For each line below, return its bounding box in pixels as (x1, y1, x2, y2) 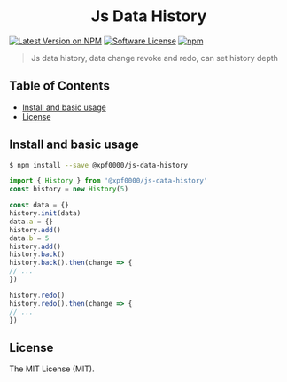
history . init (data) (9, 209, 81, 218)
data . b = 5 (9, 233, 50, 243)
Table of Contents (9, 78, 111, 94)
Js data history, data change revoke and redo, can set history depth (30, 52, 279, 63)
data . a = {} (9, 217, 53, 226)
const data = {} (9, 201, 69, 210)
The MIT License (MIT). (9, 363, 95, 374)
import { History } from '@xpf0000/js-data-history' (9, 176, 208, 185)
